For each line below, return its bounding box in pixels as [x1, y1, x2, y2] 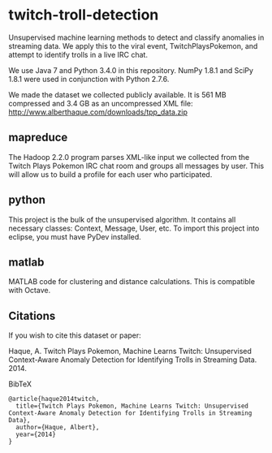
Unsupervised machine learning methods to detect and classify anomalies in [8, 32, 265, 42]
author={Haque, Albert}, [15, 424, 100, 432]
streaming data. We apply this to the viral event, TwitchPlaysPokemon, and [8, 41, 258, 50]
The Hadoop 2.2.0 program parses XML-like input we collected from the [8, 152, 250, 162]
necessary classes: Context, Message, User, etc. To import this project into [8, 223, 260, 233]
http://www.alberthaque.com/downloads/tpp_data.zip [8, 107, 188, 117]
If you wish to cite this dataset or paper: [8, 330, 142, 340]
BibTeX [8, 379, 32, 389]
